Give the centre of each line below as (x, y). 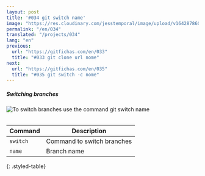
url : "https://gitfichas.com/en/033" (60, 52)
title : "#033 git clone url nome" (56, 57)
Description (89, 131)
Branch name (65, 152)
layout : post (23, 12)
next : (13, 63)
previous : (19, 46)
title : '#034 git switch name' (46, 18)
